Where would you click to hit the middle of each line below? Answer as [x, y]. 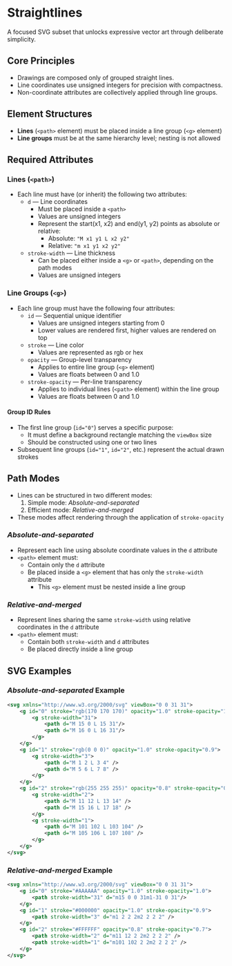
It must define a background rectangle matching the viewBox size [119, 435]
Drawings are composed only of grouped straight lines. [96, 77]
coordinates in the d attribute [58, 627]
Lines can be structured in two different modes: [85, 495]
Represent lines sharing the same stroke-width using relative [104, 620]
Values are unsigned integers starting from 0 [101, 323]
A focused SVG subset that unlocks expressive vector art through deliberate [115, 32]
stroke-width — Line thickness [71, 253]
